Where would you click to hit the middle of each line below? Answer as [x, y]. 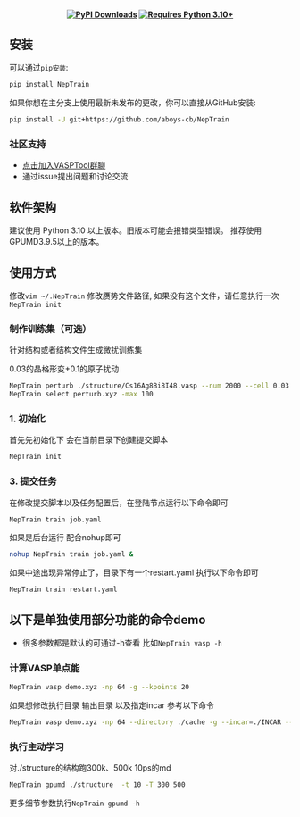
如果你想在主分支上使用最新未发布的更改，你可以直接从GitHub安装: [133, 103]
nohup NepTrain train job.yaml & [71, 554]
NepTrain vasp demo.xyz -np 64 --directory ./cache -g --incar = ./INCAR [145, 722]
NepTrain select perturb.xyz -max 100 [81, 395]
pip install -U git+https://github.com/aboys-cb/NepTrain [119, 120]
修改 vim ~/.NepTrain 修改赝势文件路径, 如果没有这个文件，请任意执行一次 [144, 296]
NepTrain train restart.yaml [63, 590]
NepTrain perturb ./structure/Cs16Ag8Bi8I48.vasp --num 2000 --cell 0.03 [150, 386]
